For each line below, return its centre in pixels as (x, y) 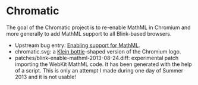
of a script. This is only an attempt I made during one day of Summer (99, 70)
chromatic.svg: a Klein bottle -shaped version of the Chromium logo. (98, 51)
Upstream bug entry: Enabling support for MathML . (78, 45)
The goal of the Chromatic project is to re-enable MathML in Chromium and (98, 27)
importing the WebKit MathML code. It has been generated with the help (103, 64)
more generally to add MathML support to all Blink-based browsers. (89, 33)
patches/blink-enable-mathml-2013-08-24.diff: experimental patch (97, 58)
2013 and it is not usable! (45, 77)
